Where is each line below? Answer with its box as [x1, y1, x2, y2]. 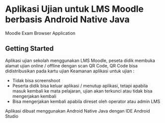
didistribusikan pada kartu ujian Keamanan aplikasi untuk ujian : [5, 68, 135, 74]
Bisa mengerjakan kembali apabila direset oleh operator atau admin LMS [12, 98, 161, 104]
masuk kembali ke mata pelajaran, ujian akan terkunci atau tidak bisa [12, 88, 153, 94]
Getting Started [5, 44, 54, 53]
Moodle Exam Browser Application [5, 30, 76, 36]
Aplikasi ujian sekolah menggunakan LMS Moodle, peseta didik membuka [5, 58, 155, 63]
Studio [5, 113, 19, 119]
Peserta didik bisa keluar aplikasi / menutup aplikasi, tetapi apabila [12, 83, 148, 89]
